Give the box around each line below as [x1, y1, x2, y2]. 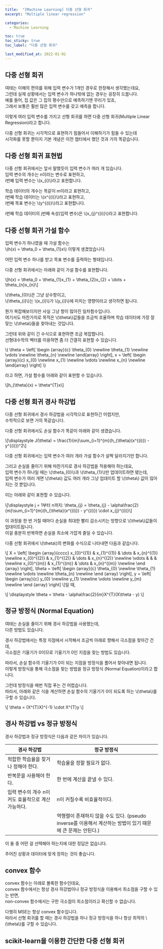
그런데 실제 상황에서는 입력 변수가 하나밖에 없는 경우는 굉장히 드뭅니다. [5, 91, 138, 97]
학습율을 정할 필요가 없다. [56, 759, 112, 766]
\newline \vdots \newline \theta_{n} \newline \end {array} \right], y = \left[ [5, 571, 151, 576]
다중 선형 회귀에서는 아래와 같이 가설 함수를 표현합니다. [5, 267, 109, 273]
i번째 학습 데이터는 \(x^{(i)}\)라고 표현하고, [5, 194, 85, 200]
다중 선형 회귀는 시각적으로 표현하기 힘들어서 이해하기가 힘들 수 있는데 [5, 130, 137, 136]
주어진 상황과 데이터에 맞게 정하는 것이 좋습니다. [5, 850, 96, 856]
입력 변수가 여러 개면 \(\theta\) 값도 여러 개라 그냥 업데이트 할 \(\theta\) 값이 [5, 475, 149, 481]
